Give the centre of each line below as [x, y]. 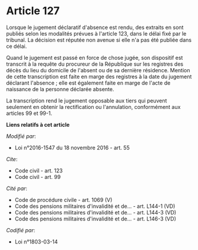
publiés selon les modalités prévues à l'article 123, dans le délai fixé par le [96, 33]
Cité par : [17, 188]
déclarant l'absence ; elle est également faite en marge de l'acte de [88, 83]
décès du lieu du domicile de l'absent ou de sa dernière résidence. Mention [98, 70]
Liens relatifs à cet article [38, 124]
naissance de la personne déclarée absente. [60, 89]
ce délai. [17, 46]
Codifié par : [21, 230]
